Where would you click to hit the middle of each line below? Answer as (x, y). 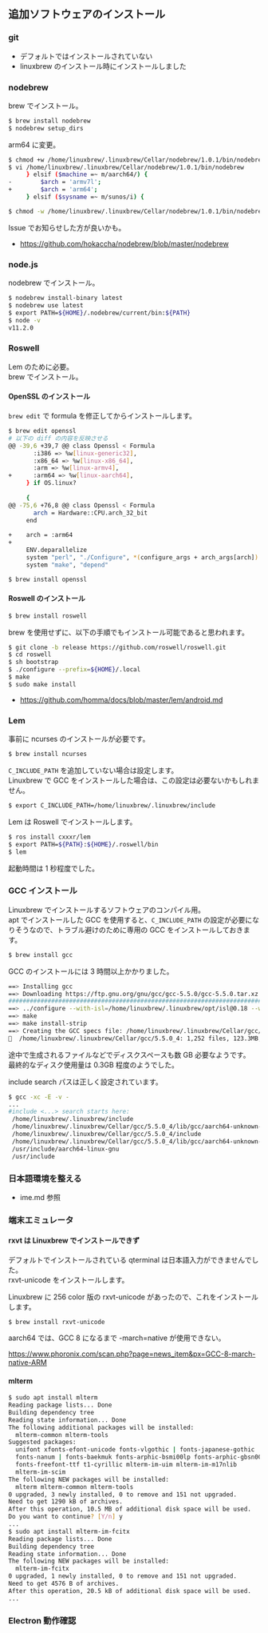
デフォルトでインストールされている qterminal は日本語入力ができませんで (130, 1260)
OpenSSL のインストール (49, 396)
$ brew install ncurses (48, 754)
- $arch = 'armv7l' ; (55, 182)
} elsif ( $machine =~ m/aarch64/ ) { (87, 174)
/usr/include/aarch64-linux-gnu (65, 1149)
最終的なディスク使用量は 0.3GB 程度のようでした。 (94, 1065)
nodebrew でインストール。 (54, 283)
